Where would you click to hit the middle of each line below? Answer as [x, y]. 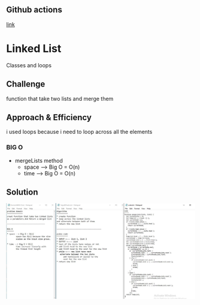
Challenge [26, 84]
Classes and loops [29, 65]
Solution [22, 192]
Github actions [34, 10]
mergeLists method [39, 160]
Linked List [34, 49]
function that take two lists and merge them [60, 98]
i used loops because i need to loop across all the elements [79, 132]
